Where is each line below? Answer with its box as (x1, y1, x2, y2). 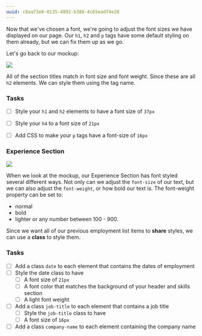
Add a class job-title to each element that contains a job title (14, 303, 170, 310)
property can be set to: (6, 191, 63, 198)
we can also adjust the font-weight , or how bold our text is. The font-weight (6, 185, 194, 192)
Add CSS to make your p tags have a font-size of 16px (14, 132, 148, 139)
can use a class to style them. (6, 234, 81, 241)
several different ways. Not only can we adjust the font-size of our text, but (6, 179, 194, 186)
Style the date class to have (14, 269, 84, 276)
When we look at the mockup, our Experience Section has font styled (6, 172, 178, 179)
